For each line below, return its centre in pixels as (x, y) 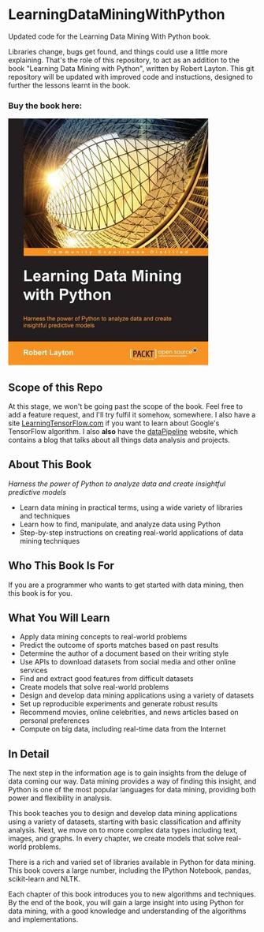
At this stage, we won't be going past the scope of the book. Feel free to (125, 406)
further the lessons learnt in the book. (69, 85)
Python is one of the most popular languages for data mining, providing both (132, 790)
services (33, 670)
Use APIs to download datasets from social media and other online (128, 662)
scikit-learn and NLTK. (45, 879)
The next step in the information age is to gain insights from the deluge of (127, 773)
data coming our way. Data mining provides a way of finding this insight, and (132, 781)
